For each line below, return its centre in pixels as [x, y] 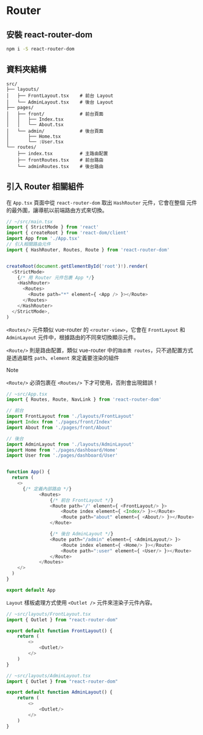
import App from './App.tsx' [43, 239]
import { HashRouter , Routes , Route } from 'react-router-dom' [88, 250]
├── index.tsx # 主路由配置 [63, 153]
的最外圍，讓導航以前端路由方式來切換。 [57, 210]
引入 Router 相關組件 [45, 187]
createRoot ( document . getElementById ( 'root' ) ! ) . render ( [77, 266]
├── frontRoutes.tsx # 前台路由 [60, 160]
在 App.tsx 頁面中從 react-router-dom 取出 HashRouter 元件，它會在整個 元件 [102, 202]
